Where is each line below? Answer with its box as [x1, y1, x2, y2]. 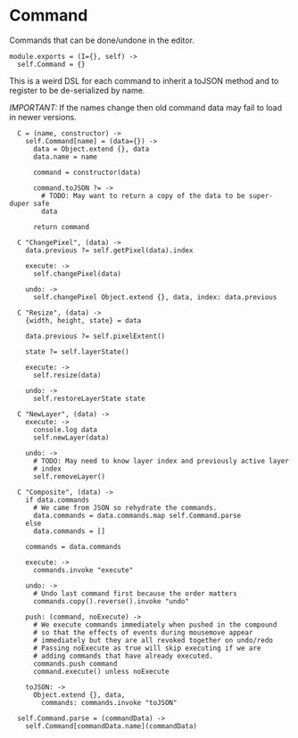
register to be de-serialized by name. [9, 85, 145, 95]
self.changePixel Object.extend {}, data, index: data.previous [32, 292, 277, 301]
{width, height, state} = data [25, 316, 142, 325]
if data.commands [25, 496, 90, 504]
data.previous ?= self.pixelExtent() [25, 332, 166, 340]
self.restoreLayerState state [32, 394, 145, 403]
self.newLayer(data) [32, 433, 110, 442]
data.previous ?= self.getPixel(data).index [25, 246, 194, 255]
